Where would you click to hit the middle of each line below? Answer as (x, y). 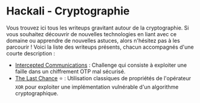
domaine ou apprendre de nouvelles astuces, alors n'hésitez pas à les (93, 40)
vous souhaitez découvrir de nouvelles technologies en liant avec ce (92, 34)
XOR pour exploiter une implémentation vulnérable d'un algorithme (97, 87)
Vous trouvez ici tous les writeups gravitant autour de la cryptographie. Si (98, 28)
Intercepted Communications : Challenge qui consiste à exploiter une (101, 65)
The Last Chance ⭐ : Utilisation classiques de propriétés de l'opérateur (103, 78)
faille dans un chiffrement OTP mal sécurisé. (70, 71)
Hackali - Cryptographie (68, 11)
